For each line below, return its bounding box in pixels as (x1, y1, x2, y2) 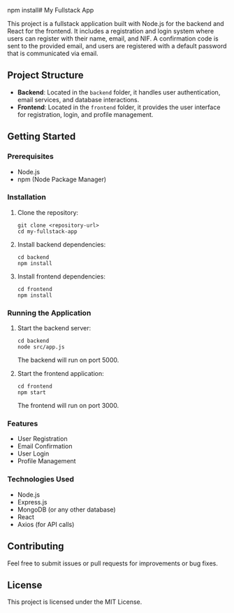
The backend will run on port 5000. (17, 356, 119, 365)
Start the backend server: (17, 324, 92, 332)
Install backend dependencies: (17, 240, 106, 248)
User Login (17, 449, 50, 458)
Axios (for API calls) (17, 520, 75, 528)
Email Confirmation (17, 442, 73, 451)
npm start (17, 389, 47, 396)
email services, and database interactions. (17, 95, 140, 104)
